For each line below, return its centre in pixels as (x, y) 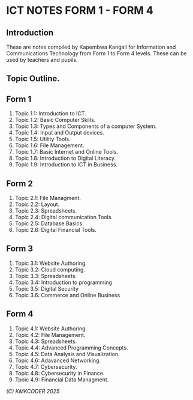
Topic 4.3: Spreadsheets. (46, 341)
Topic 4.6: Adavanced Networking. (58, 360)
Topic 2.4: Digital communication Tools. (64, 217)
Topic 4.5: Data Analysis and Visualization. (67, 354)
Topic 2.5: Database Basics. (49, 223)
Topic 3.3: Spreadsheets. (46, 276)
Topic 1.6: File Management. (49, 145)
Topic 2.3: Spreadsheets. (46, 211)
